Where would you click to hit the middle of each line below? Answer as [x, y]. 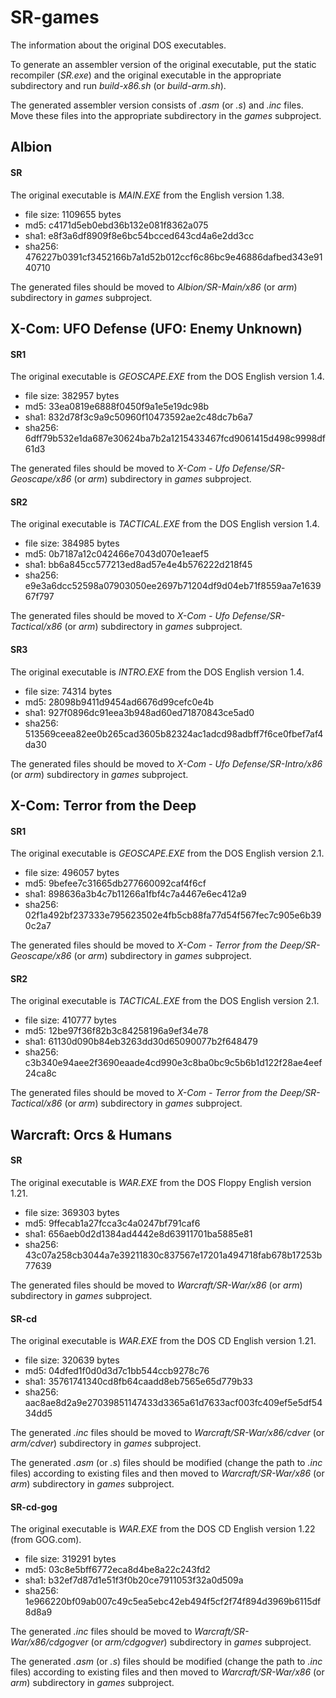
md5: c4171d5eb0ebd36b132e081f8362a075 [116, 225]
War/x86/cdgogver [49, 1642]
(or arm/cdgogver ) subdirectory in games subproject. [201, 1642]
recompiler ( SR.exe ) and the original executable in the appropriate [146, 75]
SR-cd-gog [34, 1507]
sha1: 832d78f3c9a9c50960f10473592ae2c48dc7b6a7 [139, 417]
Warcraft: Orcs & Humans [91, 1134]
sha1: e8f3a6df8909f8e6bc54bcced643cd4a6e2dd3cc [139, 235]
